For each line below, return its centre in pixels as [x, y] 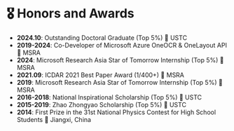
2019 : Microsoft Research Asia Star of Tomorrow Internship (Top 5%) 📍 [120, 82]
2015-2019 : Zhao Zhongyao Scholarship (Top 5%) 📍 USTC [102, 104]
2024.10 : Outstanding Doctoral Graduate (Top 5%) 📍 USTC [102, 37]
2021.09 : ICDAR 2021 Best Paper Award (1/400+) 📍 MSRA [101, 75]
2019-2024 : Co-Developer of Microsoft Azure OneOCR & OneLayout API [122, 45]
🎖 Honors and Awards [70, 14]
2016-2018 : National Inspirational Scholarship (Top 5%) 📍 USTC [109, 97]
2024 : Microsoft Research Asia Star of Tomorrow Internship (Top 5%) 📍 [121, 60]
